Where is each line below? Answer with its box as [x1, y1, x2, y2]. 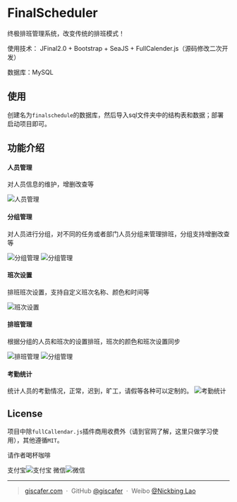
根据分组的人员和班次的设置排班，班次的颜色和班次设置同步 [7, 337, 181, 345]
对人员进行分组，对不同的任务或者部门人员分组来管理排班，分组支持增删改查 [7, 229, 230, 238]
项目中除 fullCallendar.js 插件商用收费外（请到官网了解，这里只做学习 [7, 427, 213, 435]
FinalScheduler [7, 5, 98, 21]
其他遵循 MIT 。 [22, 436, 63, 444]
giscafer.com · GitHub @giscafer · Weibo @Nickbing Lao [24, 486, 196, 495]
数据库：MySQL [7, 68, 54, 76]
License [7, 408, 43, 420]
